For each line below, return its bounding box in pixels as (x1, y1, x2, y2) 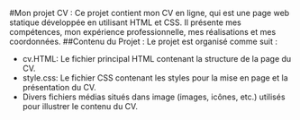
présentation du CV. (22, 82, 96, 92)
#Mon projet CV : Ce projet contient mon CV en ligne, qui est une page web (9, 8, 290, 18)
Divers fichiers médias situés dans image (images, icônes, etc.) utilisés (22, 91, 286, 102)
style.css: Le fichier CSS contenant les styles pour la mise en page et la (22, 73, 288, 83)
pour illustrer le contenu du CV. (22, 101, 138, 111)
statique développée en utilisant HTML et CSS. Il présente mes (9, 17, 241, 28)
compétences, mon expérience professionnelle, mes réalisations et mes (9, 27, 277, 37)
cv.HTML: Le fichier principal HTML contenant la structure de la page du (22, 54, 292, 64)
